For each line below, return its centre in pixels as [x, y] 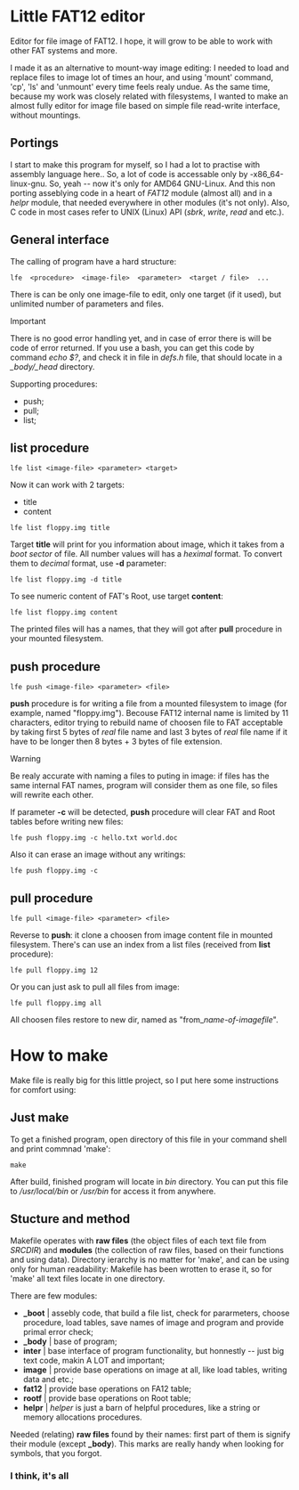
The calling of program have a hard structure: [93, 261]
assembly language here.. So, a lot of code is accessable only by [129, 174]
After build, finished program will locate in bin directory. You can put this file [149, 1181]
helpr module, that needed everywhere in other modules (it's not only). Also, [150, 202]
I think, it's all [40, 1476]
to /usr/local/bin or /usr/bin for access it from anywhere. [113, 1191]
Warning [25, 759]
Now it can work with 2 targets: [68, 485]
